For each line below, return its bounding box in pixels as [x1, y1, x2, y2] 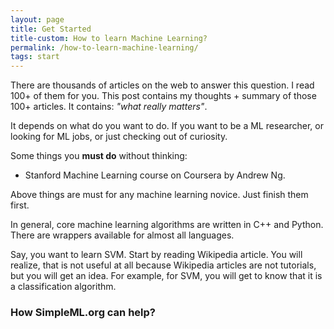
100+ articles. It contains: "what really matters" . [10, 101, 208, 113]
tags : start [10, 52, 60, 62]
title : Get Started [10, 24, 92, 34]
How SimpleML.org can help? [10, 306, 157, 320]
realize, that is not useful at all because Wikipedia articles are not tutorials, [10, 259, 317, 271]
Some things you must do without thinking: [10, 150, 188, 162]
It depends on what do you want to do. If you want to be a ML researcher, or [10, 120, 324, 132]
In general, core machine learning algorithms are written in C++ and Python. [10, 219, 324, 231]
